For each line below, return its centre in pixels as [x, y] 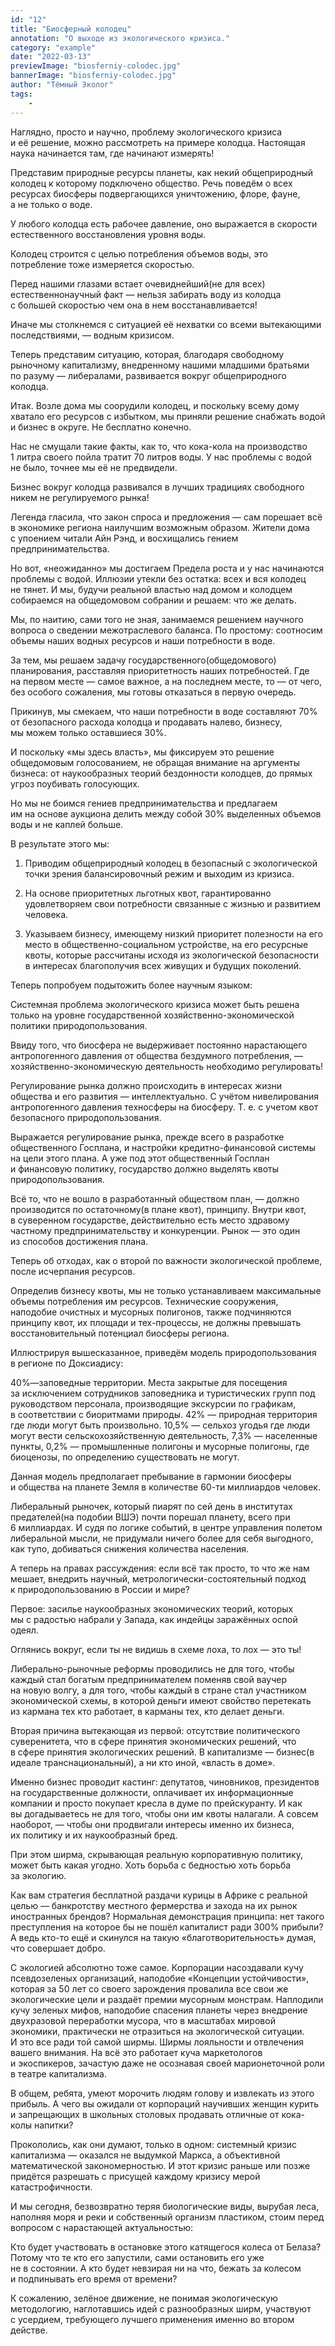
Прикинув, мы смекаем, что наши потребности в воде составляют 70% [164, 711]
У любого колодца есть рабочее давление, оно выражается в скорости [164, 223]
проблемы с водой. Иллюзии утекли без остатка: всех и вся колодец [158, 578]
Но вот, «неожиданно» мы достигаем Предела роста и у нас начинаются [167, 568]
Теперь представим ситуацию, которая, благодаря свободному [147, 354]
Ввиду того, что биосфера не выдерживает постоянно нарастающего [159, 1045]
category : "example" [53, 47]
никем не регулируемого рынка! [80, 497]
